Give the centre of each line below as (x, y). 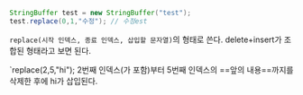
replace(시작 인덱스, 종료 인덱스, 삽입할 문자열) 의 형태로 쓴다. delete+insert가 (146, 39)
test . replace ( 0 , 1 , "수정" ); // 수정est (78, 21)
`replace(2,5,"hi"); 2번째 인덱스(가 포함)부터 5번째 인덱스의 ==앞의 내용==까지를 (151, 69)
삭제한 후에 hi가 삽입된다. (54, 81)
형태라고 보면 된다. (59, 50)
